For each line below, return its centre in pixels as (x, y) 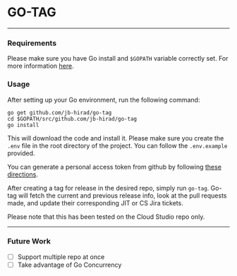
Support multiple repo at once (61, 257)
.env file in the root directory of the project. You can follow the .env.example (117, 145)
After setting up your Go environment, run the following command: (104, 100)
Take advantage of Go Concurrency (69, 265)
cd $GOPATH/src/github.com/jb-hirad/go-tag (72, 119)
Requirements (32, 43)
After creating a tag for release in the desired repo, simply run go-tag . (108, 188)
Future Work (29, 241)
